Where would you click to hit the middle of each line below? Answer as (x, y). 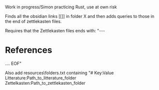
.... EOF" (13, 63)
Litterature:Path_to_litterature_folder (41, 78)
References (29, 50)
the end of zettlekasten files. (33, 21)
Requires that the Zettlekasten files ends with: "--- (55, 31)
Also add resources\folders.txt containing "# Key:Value (59, 73)
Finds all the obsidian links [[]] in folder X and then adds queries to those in (80, 16)
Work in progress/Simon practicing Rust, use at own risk (61, 7)
